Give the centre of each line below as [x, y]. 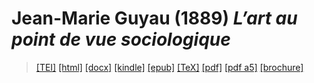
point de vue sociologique [121, 39]
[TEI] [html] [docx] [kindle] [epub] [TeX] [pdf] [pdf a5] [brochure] [169, 67]
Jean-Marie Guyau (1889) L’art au [154, 18]
